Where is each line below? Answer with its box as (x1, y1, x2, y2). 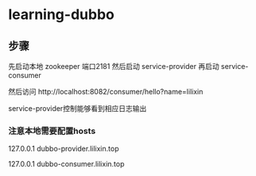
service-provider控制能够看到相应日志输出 (8, 104, 147, 113)
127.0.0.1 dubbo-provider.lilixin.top (8, 144, 119, 154)
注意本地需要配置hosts (8, 125, 96, 136)
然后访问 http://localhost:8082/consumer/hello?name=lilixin (8, 87, 204, 96)
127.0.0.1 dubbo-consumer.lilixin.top (8, 159, 125, 169)
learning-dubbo (8, 6, 115, 24)
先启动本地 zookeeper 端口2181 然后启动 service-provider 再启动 (8, 62, 220, 71)
